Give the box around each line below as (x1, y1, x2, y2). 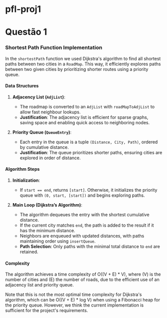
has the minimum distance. (19, 228, 76, 234)
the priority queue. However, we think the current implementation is (5, 302, 144, 308)
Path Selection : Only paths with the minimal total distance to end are (19, 244, 161, 250)
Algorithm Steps (5, 166, 40, 172)
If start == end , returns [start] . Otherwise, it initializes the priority (19, 187, 158, 193)
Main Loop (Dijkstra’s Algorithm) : (12, 202, 83, 208)
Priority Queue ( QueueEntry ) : (12, 129, 72, 135)
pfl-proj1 (5, 3, 41, 15)
